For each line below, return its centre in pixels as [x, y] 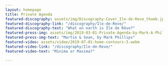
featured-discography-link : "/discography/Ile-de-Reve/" [66, 24]
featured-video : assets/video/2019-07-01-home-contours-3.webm [72, 42]
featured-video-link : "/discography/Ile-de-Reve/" [59, 47]
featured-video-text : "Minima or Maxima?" [50, 51]
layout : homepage [23, 10]
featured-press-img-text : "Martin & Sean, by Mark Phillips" [70, 38]
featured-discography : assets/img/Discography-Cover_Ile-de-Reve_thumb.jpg [86, 19]
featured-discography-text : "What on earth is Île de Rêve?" [70, 28]
